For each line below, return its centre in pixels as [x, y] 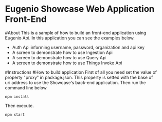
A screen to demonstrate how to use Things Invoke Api [67, 63]
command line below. [26, 87]
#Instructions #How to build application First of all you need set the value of [81, 72]
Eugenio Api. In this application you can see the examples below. [70, 38]
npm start [15, 114]
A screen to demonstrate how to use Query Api [59, 57]
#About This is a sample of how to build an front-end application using [76, 33]
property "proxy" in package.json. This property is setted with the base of [79, 77]
